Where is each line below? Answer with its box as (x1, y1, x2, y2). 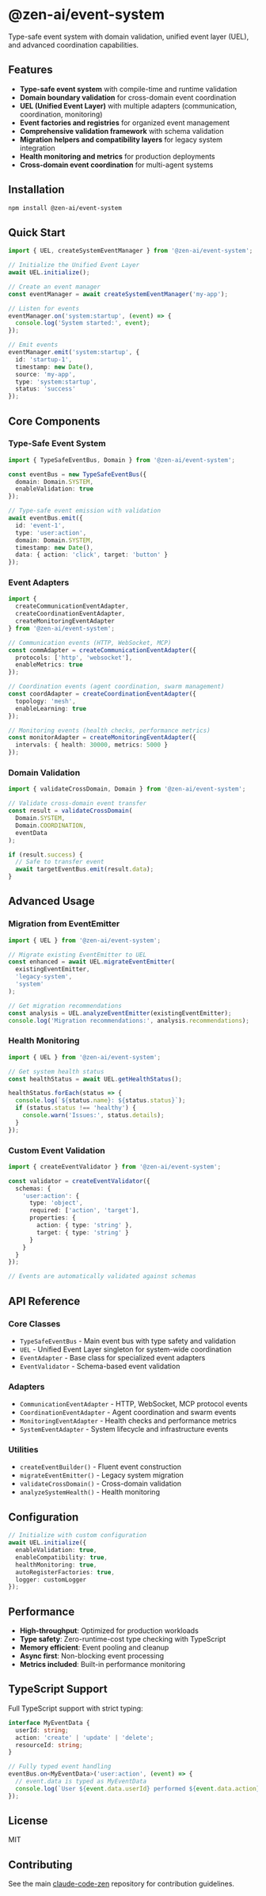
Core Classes (8, 1318, 61, 1329)
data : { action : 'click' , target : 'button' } (15, 551, 169, 559)
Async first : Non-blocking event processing (19, 1651, 165, 1661)
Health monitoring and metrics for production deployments (19, 151, 215, 161)
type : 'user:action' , (15, 528, 87, 536)
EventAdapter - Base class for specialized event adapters (19, 1352, 206, 1362)
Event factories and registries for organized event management (19, 117, 230, 128)
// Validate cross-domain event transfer (8, 799, 147, 807)
